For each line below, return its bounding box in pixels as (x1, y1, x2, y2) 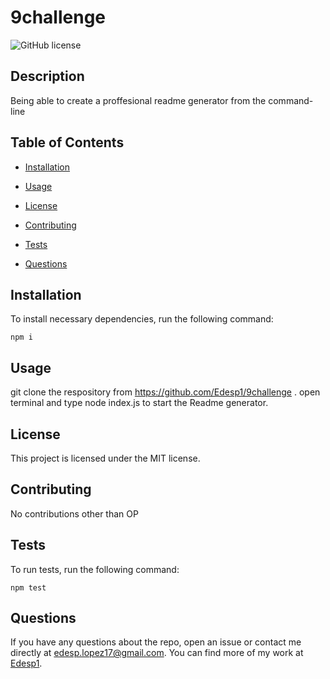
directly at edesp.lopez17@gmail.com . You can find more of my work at (10, 647, 304, 659)
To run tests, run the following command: (10, 563, 180, 575)
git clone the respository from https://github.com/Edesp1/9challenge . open (10, 386, 321, 398)
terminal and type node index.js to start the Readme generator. (10, 397, 269, 409)
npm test (10, 582, 47, 593)
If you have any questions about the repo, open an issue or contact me (10, 636, 302, 648)
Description (10, 68, 85, 85)
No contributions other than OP (10, 507, 139, 520)
